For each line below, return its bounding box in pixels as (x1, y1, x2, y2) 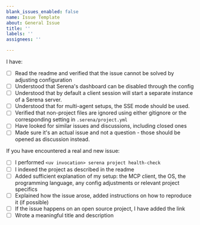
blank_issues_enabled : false (6, 8, 79, 15)
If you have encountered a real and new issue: (6, 147, 120, 155)
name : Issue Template (6, 14, 60, 20)
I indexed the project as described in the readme (14, 165, 134, 173)
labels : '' (6, 31, 33, 37)
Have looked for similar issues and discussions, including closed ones (14, 122, 187, 130)
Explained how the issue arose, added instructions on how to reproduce (14, 192, 192, 199)
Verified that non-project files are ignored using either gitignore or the (14, 109, 187, 116)
